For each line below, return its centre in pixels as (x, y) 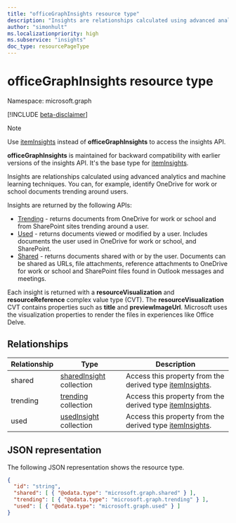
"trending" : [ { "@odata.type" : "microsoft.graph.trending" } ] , (111, 500)
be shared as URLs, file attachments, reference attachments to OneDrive (123, 263)
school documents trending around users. (68, 191)
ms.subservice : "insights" (47, 40)
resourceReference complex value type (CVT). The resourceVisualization (116, 299)
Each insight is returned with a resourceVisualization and (91, 292)
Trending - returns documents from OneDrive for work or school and (117, 218)
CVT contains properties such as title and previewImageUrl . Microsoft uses (117, 307)
